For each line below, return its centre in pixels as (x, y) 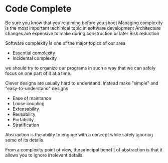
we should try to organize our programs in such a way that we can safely (80, 68)
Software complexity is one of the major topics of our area (65, 43)
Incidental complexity (35, 58)
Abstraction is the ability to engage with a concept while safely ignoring (79, 134)
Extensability (26, 109)
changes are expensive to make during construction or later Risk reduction (82, 33)
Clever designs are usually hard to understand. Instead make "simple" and (82, 83)
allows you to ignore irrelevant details (44, 155)
